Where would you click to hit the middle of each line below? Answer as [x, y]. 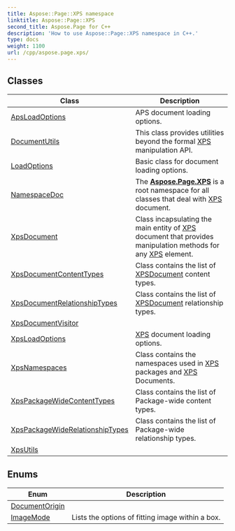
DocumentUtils [35, 141]
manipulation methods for [178, 245]
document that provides [175, 236]
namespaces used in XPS [177, 363]
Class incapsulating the [173, 219]
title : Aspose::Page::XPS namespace [60, 14]
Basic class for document [177, 161]
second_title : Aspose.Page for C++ [59, 27]
